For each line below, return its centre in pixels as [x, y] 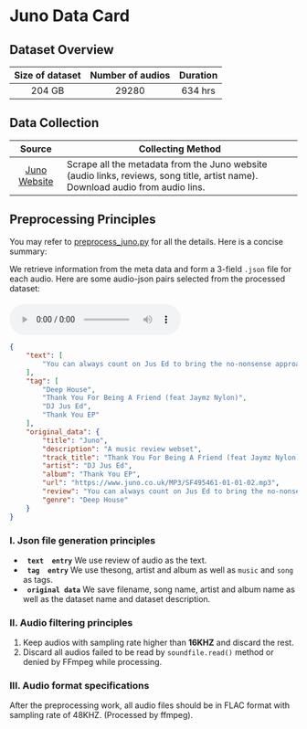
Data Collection [54, 123]
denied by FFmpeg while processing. [92, 662]
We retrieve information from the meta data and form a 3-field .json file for [151, 269]
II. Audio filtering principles [71, 622]
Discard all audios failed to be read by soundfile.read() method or [148, 652]
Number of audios [130, 75]
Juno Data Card [70, 16]
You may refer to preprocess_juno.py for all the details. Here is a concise [146, 241]
